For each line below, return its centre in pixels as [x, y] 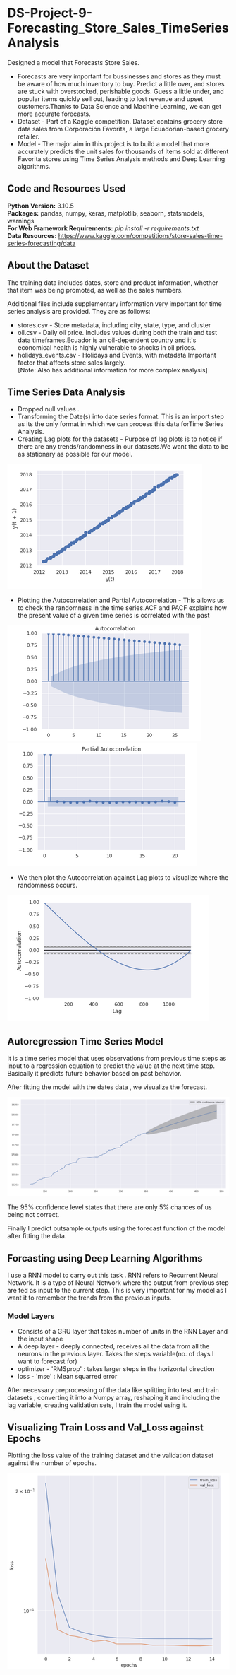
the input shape [40, 1339]
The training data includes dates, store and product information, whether [113, 282]
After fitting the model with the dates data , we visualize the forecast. [107, 1087]
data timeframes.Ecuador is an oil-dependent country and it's [107, 340]
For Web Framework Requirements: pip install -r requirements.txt [103, 228]
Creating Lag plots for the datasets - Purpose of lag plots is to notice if [120, 439]
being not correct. [33, 1215]
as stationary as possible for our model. [75, 454]
